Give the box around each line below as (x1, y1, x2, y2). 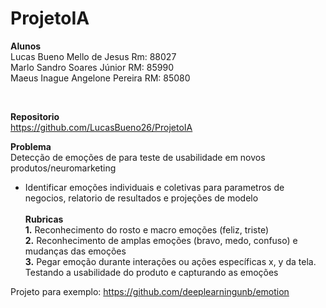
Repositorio (10, 110, 60, 122)
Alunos (10, 40, 42, 52)
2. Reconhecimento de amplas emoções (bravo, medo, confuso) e (24, 234, 298, 246)
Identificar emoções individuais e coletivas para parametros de (24, 181, 285, 193)
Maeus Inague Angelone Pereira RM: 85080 (10, 72, 191, 84)
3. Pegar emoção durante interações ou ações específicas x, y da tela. (24, 255, 317, 267)
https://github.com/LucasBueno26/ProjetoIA (10, 121, 193, 133)
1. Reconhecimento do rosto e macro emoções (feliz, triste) (24, 223, 270, 236)
